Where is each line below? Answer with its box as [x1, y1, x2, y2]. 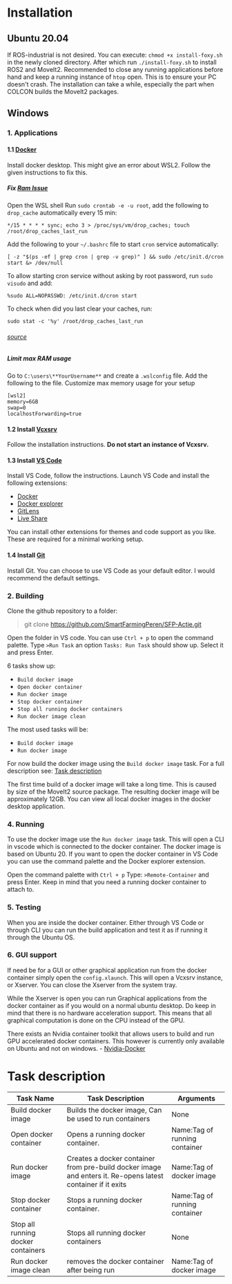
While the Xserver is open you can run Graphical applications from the [7, 994, 207, 1002]
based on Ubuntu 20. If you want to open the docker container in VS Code [7, 850, 219, 859]
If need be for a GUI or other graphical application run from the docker [7, 966, 207, 974]
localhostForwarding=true [7, 410, 81, 418]
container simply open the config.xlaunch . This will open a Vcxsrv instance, [7, 973, 223, 982]
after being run [66, 1265, 115, 1274]
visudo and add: [7, 279, 53, 288]
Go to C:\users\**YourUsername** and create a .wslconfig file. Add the [7, 372, 209, 380]
